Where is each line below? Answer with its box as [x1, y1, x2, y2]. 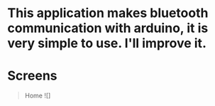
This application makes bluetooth [7, 5, 209, 21]
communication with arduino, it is [7, 20, 209, 36]
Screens [7, 68, 57, 84]
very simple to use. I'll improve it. [7, 36, 207, 51]
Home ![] [24, 91, 51, 100]
